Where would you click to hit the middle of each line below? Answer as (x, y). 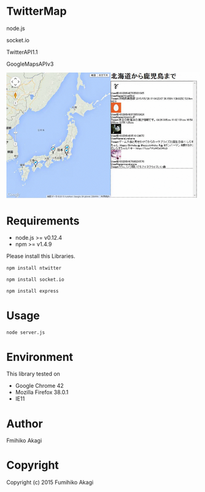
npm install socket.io (35, 280)
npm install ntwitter (34, 268)
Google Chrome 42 (39, 386)
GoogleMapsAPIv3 (30, 64)
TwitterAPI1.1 (22, 52)
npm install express (33, 291)
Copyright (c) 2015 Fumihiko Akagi (50, 482)
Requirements (43, 221)
